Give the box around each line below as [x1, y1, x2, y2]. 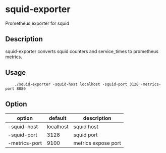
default [48, 115, 67, 122]
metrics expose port [73, 140, 121, 147]
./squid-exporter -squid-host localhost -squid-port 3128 [14, 82, 139, 87]
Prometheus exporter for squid [5, 20, 69, 26]
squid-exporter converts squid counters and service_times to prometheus [5, 48, 159, 54]
